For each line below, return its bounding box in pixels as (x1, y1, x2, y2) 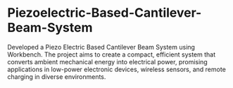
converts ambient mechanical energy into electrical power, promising (7, 57, 208, 66)
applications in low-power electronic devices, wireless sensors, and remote (7, 65, 227, 73)
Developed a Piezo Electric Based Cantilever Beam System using (7, 43, 196, 51)
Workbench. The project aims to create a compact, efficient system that (7, 50, 216, 59)
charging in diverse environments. (7, 72, 106, 81)
